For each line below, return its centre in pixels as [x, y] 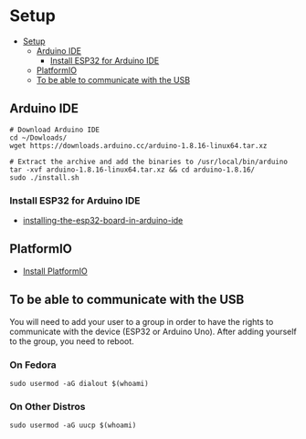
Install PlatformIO [55, 271]
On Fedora [33, 364]
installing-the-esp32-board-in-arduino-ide [103, 221]
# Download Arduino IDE [55, 130]
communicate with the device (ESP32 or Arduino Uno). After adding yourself [153, 331]
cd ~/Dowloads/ [38, 138]
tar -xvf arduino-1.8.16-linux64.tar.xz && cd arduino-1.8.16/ [132, 170]
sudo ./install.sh [44, 178]
